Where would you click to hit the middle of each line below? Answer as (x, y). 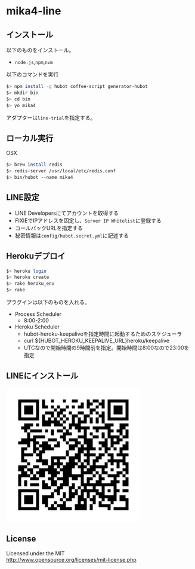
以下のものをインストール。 (40, 50)
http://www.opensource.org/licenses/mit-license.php (72, 559)
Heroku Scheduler (37, 327)
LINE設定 (23, 198)
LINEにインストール (42, 376)
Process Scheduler (38, 314)
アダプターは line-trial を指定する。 (51, 117)
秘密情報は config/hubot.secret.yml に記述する (72, 235)
